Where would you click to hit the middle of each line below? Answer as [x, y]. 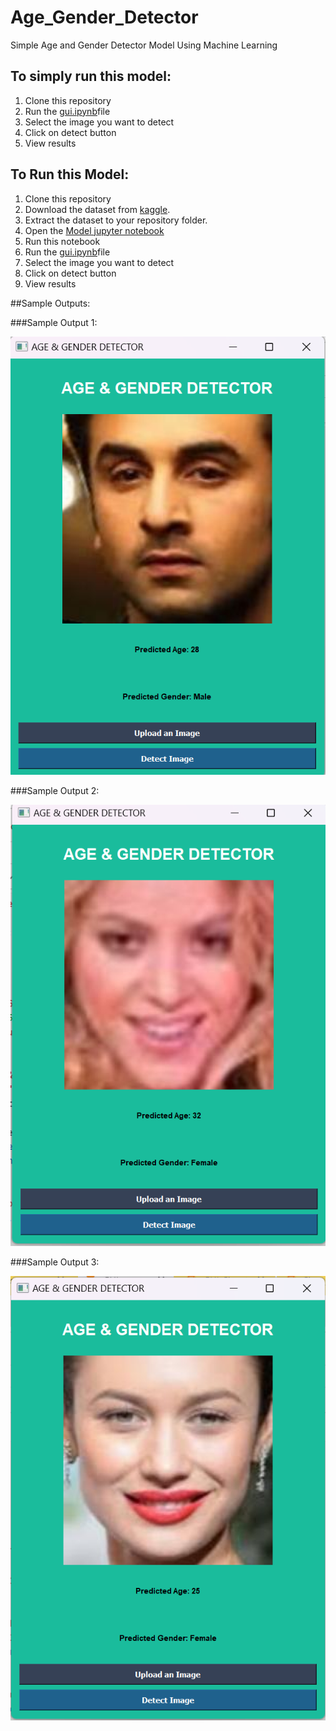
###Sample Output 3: [55, 1262]
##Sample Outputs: [50, 303]
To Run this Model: [70, 174]
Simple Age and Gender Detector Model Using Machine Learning [144, 45]
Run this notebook [62, 241]
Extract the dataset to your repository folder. [116, 220]
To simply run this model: [91, 76]
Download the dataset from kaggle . [97, 209]
